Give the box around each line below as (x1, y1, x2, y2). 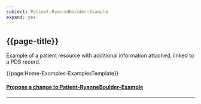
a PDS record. (6, 58, 41, 65)
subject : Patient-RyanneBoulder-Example (6, 8, 109, 15)
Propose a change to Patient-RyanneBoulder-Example (6, 83, 144, 90)
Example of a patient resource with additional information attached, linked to (6, 52, 194, 59)
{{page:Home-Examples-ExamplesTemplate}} (6, 70, 119, 77)
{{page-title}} (6, 36, 59, 46)
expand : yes (6, 14, 36, 20)
